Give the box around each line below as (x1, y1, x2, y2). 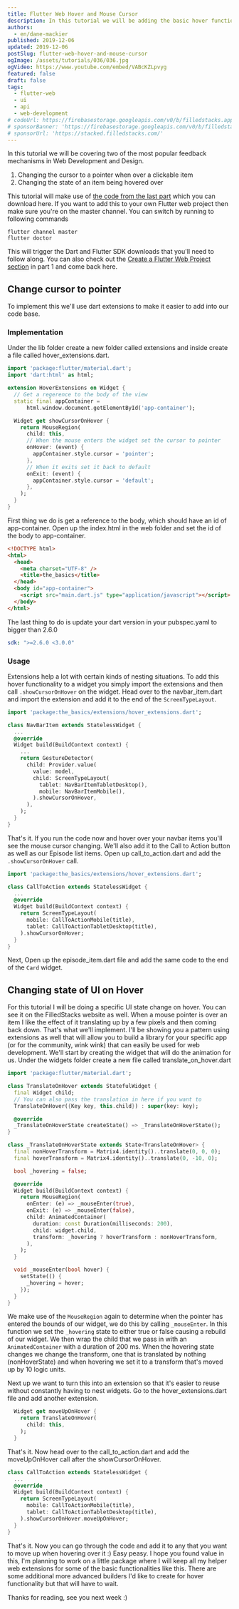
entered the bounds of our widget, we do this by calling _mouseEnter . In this (7, 1320, 228, 1328)
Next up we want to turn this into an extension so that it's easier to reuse (7, 1379, 221, 1387)
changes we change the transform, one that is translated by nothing (7, 1350, 206, 1359)
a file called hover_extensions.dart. (7, 351, 110, 360)
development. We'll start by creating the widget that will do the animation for (7, 1049, 231, 1057)
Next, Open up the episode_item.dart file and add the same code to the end (7, 956, 229, 965)
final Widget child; (14, 1089, 75, 1096)
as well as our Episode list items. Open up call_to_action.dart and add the (7, 849, 221, 858)
